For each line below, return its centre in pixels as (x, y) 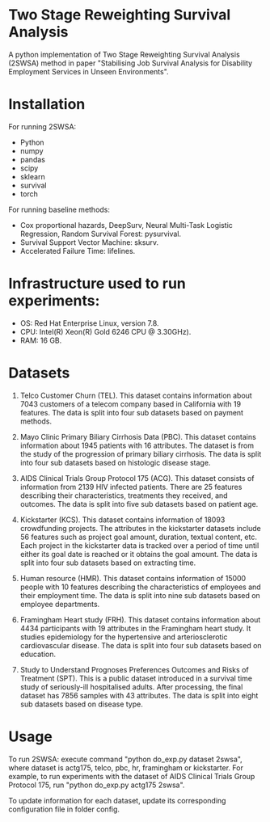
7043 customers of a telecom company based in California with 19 (130, 404)
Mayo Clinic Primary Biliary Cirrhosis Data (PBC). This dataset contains (138, 436)
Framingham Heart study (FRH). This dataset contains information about (140, 619)
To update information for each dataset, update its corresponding (117, 800)
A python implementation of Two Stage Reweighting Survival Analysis (124, 54)
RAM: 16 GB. (41, 340)
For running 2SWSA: (42, 126)
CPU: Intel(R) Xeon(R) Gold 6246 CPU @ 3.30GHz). (105, 331)
